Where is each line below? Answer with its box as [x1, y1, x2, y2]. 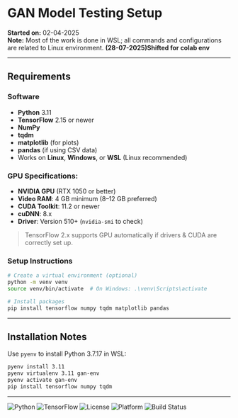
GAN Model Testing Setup [7, 5, 163, 21]
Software [7, 92, 40, 102]
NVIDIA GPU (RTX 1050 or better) [17, 186, 116, 196]
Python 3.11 [17, 108, 52, 116]
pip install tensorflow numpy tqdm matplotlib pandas [7, 305, 170, 312]
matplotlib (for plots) [17, 138, 79, 147]
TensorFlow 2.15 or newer [17, 115, 94, 124]
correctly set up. [24, 238, 73, 247]
